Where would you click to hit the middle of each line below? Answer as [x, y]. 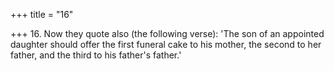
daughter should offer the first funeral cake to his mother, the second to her [166, 44]
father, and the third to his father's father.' [96, 55]
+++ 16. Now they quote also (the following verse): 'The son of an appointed [167, 33]
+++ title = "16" [42, 14]
